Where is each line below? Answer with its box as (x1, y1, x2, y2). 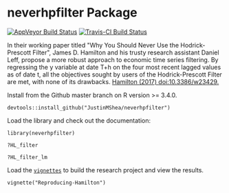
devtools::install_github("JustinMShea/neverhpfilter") (7, 104, 171, 111)
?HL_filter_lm (7, 154, 48, 161)
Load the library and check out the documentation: (7, 116, 151, 125)
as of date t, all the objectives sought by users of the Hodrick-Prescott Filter (7, 70, 222, 79)
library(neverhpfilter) (7, 130, 76, 136)
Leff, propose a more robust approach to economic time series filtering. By (7, 55, 219, 63)
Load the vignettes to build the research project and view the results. (7, 165, 204, 174)
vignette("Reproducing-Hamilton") (7, 179, 107, 186)
